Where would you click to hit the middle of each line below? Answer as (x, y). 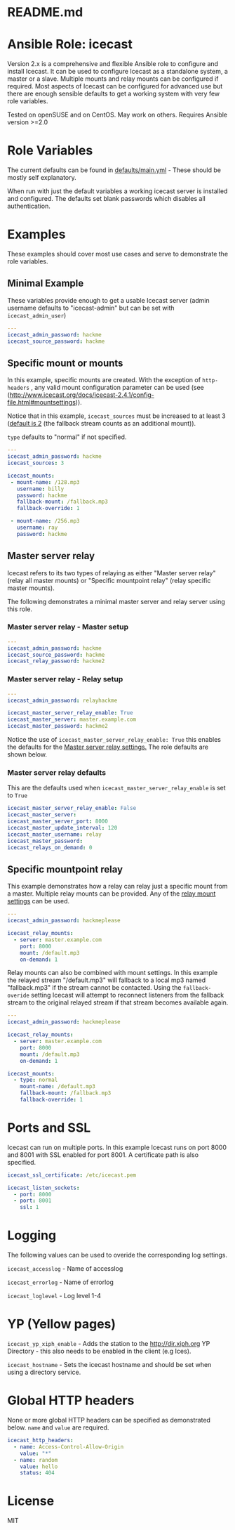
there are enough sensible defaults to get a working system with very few (114, 94)
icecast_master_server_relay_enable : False (72, 809)
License (31, 1501)
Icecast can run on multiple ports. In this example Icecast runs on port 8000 (117, 1147)
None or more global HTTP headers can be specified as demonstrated (109, 1420)
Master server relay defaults (57, 772)
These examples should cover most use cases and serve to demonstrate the (118, 254)
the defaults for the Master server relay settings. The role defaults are (108, 747)
